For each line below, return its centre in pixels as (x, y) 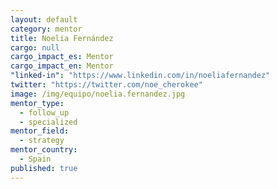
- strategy (42, 141)
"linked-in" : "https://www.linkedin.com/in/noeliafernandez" (140, 76)
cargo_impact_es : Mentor (62, 57)
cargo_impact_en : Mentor (62, 66)
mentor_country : (44, 150)
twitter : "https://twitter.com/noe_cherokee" (106, 85)
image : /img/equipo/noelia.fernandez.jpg (98, 94)
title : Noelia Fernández (62, 38)
